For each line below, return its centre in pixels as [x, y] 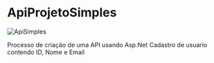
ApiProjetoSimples [62, 13]
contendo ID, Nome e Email [46, 52]
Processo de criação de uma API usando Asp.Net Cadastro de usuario [107, 45]
